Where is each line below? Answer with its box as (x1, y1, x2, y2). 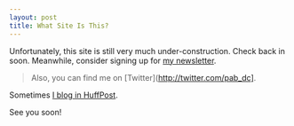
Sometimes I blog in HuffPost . (9, 90, 118, 100)
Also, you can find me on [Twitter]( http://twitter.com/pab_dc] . (30, 72, 257, 83)
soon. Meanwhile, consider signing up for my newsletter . (9, 55, 217, 66)
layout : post (9, 12, 58, 22)
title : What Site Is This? (9, 21, 109, 30)
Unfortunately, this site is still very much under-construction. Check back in (9, 45, 286, 56)
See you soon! (9, 106, 62, 117)
